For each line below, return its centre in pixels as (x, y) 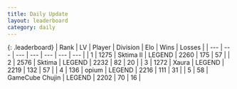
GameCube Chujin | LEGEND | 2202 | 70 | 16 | (74, 78)
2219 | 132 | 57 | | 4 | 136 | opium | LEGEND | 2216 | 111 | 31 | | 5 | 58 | (108, 70)
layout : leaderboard (38, 21)
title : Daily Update (38, 14)
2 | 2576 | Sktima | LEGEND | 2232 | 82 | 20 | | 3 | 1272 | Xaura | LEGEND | (116, 63)
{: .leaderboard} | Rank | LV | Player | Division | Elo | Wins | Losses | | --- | (115, 48)
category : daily (31, 27)
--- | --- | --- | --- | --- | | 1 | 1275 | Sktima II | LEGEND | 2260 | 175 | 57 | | (122, 55)
